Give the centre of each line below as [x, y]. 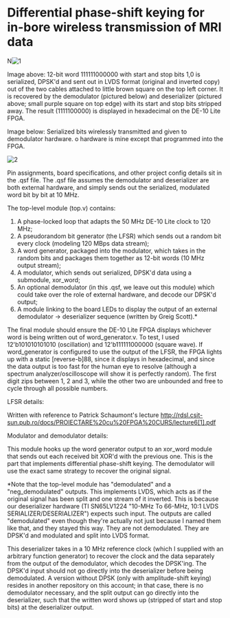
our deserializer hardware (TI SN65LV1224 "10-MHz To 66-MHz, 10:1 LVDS [113, 506]
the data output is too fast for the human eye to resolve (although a [102, 366]
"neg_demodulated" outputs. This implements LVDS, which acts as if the [110, 491]
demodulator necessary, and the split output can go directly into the [103, 593]
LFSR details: [26, 401]
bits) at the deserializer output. [50, 607]
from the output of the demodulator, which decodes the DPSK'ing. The [107, 563]
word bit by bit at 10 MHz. [43, 195]
